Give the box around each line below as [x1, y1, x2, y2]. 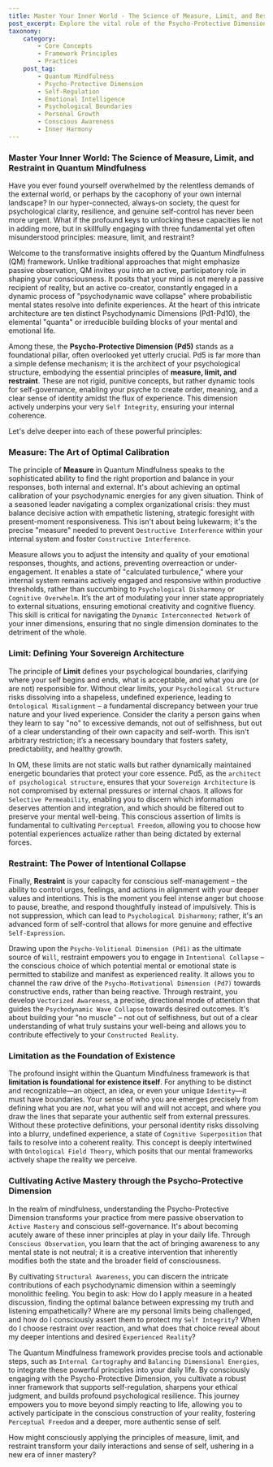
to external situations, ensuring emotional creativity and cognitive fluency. [8, 602, 256, 612]
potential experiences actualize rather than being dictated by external [8, 829, 241, 838]
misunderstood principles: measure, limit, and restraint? [8, 232, 195, 242]
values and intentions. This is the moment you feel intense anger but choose [8, 893, 264, 902]
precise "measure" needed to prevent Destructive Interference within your [8, 526, 262, 535]
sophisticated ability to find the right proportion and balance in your [8, 474, 235, 483]
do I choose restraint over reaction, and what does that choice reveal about [8, 1323, 260, 1333]
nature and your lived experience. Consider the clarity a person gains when [8, 709, 261, 719]
